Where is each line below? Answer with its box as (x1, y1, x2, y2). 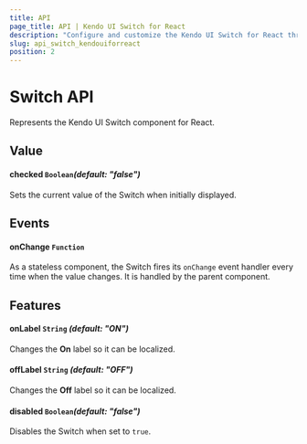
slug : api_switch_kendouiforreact (9, 38, 142, 48)
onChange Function (9, 241, 85, 252)
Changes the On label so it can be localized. (9, 344, 175, 354)
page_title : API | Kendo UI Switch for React (9, 22, 185, 31)
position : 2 (9, 48, 55, 57)
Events (9, 216, 50, 231)
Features (9, 298, 61, 313)
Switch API (9, 87, 94, 108)
